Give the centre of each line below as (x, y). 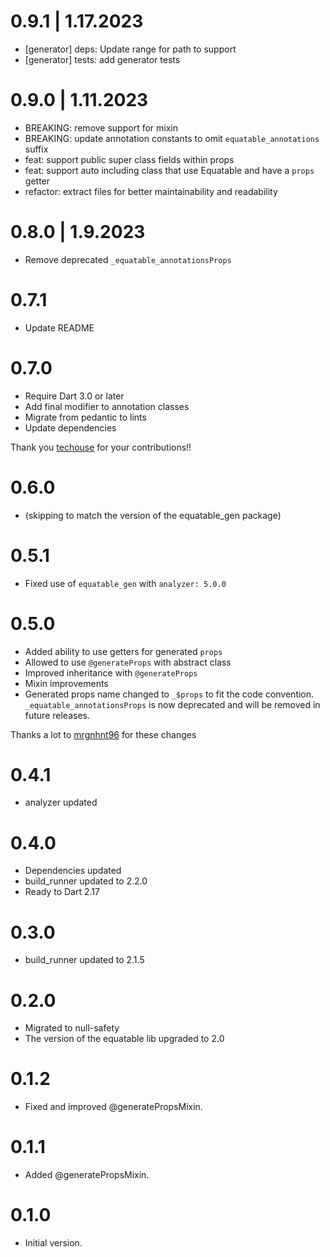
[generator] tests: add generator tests (102, 59)
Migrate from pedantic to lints (85, 417)
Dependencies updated (73, 871)
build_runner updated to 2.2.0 (86, 881)
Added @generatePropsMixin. (87, 1175)
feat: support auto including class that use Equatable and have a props (169, 170)
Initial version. (53, 1243)
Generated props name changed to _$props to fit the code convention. (169, 694)
